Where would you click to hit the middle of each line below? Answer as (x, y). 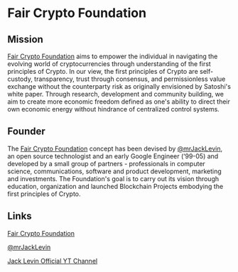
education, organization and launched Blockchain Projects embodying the (115, 186)
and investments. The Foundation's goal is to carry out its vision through (113, 178)
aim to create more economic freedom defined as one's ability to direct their (119, 102)
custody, (20, 79)
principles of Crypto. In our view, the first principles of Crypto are (103, 71)
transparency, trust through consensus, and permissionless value (130, 79)
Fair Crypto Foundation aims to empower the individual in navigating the (113, 56)
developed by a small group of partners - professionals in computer (107, 163)
